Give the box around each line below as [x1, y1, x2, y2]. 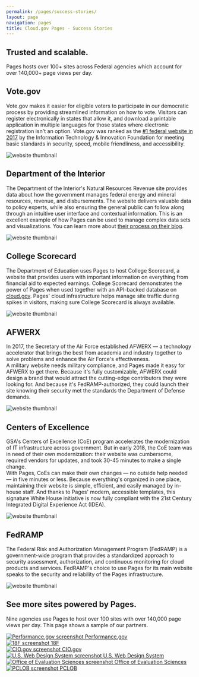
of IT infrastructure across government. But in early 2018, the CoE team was [6, 444, 192, 451]
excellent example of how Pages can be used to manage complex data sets [6, 216, 191, 223]
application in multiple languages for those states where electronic [6, 121, 169, 128]
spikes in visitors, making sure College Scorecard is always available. [6, 298, 175, 306]
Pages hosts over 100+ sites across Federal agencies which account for [6, 63, 182, 70]
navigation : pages [6, 20, 52, 26]
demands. [6, 393, 31, 401]
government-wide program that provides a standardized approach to [6, 552, 175, 559]
